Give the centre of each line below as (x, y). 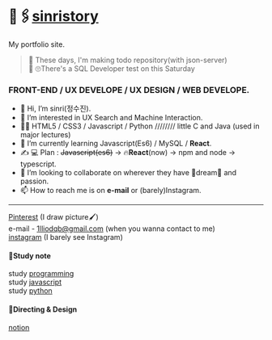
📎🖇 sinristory (53, 17)
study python (30, 291)
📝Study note (30, 255)
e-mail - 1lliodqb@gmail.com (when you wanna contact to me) (112, 229)
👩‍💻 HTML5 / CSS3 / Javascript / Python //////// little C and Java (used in (140, 126)
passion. (34, 181)
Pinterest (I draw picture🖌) (53, 217)
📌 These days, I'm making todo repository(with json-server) (128, 60)
